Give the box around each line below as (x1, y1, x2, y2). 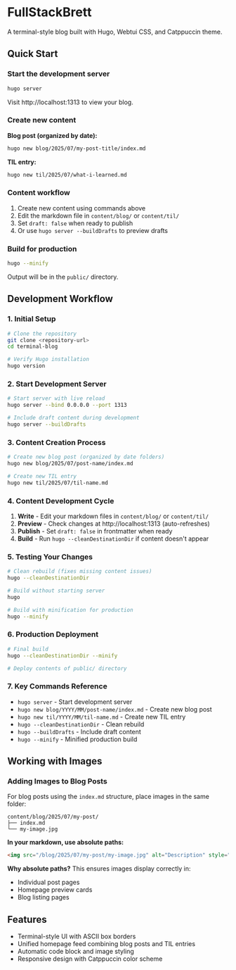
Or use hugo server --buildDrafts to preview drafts (17, 226, 169, 234)
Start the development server (7, 69, 110, 79)
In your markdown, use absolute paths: (7, 838, 124, 847)
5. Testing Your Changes (7, 552, 93, 562)
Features (7, 913, 47, 926)
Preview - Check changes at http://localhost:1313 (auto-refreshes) (17, 519, 211, 528)
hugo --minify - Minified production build (17, 735, 138, 743)
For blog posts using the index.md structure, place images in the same (7, 793, 209, 801)
